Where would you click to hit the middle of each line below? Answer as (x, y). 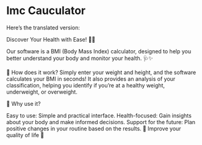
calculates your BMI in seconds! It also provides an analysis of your (91, 79)
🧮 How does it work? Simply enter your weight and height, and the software (101, 72)
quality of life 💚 (25, 135)
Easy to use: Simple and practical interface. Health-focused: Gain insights (99, 115)
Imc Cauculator (46, 11)
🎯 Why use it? (23, 103)
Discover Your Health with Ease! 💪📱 (51, 39)
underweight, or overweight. (42, 92)
